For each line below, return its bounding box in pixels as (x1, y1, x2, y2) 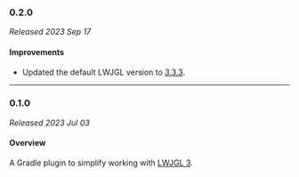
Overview (9, 138, 46, 149)
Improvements (9, 46, 65, 57)
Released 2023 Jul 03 (9, 117, 91, 128)
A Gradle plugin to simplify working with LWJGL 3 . (9, 157, 193, 168)
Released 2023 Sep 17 (9, 27, 92, 37)
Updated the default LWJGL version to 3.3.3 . (21, 67, 185, 77)
